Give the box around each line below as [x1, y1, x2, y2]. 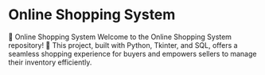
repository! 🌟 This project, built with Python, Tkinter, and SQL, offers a [8, 40, 238, 49]
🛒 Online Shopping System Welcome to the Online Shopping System [8, 32, 232, 41]
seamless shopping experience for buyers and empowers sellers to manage [8, 49, 257, 58]
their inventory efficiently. [8, 57, 92, 67]
